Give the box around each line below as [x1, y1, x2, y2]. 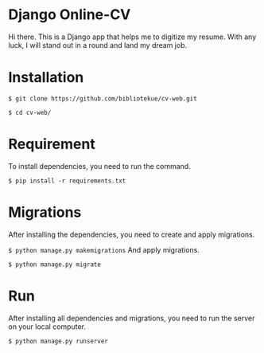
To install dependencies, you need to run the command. [8, 161, 191, 171]
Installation [8, 69, 84, 87]
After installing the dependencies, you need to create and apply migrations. [8, 229, 255, 239]
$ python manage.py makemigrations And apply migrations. [8, 245, 200, 254]
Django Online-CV [8, 6, 131, 24]
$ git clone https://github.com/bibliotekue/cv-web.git [8, 94, 197, 103]
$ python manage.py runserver [8, 337, 109, 345]
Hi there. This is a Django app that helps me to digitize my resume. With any [8, 32, 257, 41]
